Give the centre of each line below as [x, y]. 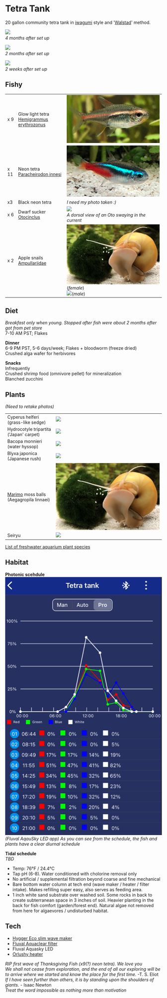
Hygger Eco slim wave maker [42, 938]
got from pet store [24, 328]
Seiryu [14, 536]
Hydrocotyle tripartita [29, 429]
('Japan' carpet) [24, 434]
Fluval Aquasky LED [33, 949]
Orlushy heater [28, 954]
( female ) [76, 288]
